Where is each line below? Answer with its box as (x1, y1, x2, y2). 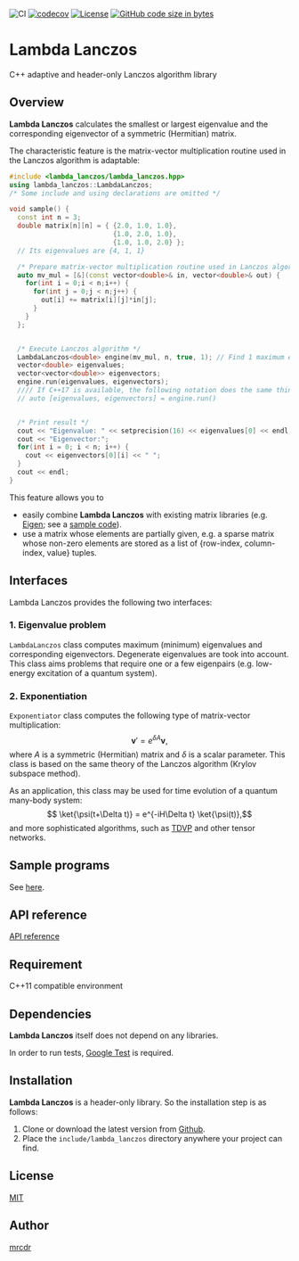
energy (9, 667, 36, 678)
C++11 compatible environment (9, 981, 123, 992)
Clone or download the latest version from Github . (21, 1124, 206, 1134)
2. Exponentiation (9, 689, 87, 702)
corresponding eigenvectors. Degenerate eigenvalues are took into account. (9, 648, 289, 659)
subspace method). (9, 768, 81, 779)
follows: (9, 1106, 38, 1117)
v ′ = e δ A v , (131, 734, 168, 746)
